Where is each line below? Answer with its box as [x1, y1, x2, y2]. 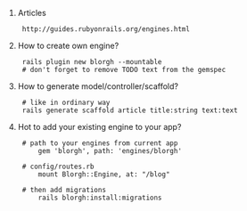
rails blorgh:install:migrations [37, 193, 162, 202]
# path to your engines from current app [21, 139, 178, 148]
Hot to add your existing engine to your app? [17, 122, 182, 132]
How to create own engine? [17, 40, 119, 51]
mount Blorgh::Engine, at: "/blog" [37, 170, 170, 179]
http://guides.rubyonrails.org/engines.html [21, 25, 190, 34]
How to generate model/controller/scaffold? [17, 81, 178, 92]
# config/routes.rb [21, 162, 95, 171]
